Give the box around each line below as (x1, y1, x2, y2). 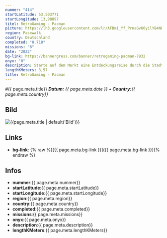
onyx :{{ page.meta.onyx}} (12, 217, 66, 223)
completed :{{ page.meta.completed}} (12, 206, 90, 212)
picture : (5, 26, 23, 31)
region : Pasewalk (5, 30, 41, 35)
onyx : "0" (5, 58, 26, 63)
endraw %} (12, 152, 36, 158)
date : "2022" (5, 49, 32, 54)
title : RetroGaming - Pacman (5, 72, 66, 77)
